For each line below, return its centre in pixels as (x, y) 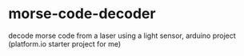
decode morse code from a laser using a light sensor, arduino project (122, 35)
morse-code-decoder (82, 14)
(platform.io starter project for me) (65, 43)
